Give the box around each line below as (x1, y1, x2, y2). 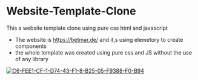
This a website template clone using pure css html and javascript (6, 24, 168, 32)
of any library (15, 55, 48, 62)
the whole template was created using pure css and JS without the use (15, 48, 193, 56)
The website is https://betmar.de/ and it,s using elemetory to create (15, 36, 183, 43)
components (15, 42, 47, 50)
